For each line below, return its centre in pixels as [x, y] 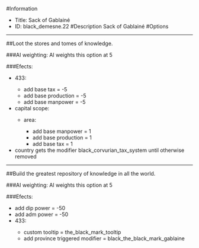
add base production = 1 [62, 138]
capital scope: [32, 108]
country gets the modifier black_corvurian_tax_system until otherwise [99, 150]
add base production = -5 [55, 96]
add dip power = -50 [40, 208]
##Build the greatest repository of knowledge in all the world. [81, 174]
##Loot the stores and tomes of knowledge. [60, 43]
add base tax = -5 [45, 89]
